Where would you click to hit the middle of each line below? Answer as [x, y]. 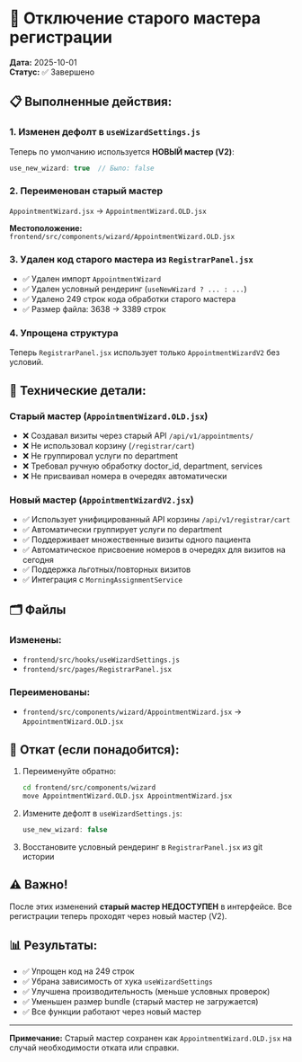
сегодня [38, 560]
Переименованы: [50, 692]
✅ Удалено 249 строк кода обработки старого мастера [129, 299]
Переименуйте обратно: [69, 772]
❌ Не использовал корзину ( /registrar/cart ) [108, 446]
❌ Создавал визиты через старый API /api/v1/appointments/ [138, 436]
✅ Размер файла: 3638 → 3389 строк [94, 309]
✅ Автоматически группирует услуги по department [122, 530]
